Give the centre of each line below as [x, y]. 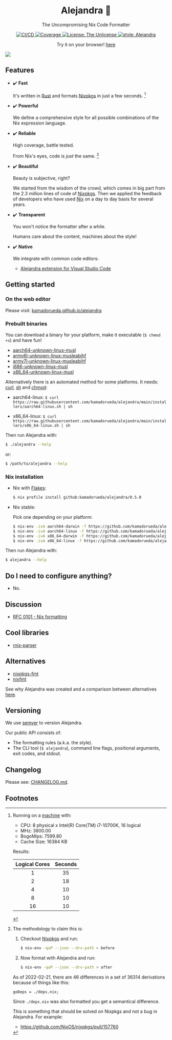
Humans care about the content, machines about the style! [74, 237]
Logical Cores [33, 864]
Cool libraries [27, 633]
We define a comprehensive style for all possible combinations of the [86, 118]
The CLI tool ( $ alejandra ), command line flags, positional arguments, [86, 748]
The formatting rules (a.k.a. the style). [52, 743]
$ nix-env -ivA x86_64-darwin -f [48, 536]
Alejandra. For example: [38, 1016]
